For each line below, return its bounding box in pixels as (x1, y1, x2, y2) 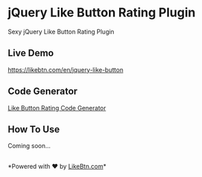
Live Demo (8, 47, 54, 59)
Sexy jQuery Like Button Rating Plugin (8, 27, 115, 36)
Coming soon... (8, 142, 51, 150)
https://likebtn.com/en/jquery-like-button (8, 65, 124, 73)
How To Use (8, 123, 60, 135)
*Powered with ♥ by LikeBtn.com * (8, 163, 107, 171)
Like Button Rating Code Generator (8, 104, 106, 112)
